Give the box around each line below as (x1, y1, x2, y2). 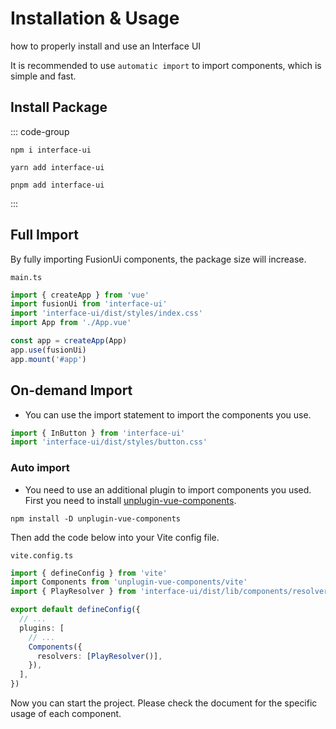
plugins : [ (19, 623, 65, 633)
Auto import (10, 461, 70, 475)
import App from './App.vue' (10, 318, 132, 328)
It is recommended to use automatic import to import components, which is (10, 59, 322, 71)
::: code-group (10, 125, 70, 137)
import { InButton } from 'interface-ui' (10, 428, 186, 438)
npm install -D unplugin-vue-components (10, 513, 182, 524)
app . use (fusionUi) (10, 345, 87, 355)
